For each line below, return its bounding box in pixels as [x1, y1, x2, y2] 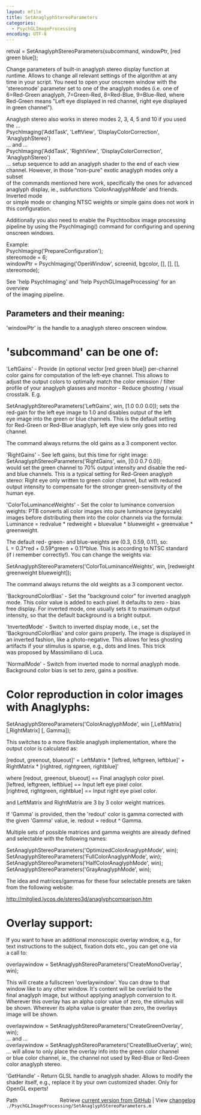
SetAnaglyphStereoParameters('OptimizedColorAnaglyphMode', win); [6, 846, 179, 854]
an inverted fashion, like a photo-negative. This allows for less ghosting [6, 636, 183, 643]
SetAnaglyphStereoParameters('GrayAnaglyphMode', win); [6, 866, 152, 873]
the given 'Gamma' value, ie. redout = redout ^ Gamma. [6, 816, 143, 824]
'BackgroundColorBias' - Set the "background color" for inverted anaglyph [6, 592, 191, 600]
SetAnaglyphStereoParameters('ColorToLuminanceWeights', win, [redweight [6, 562, 195, 570]
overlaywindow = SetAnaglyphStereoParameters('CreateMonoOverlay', [6, 961, 182, 968]
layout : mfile [6, 8, 42, 15]
